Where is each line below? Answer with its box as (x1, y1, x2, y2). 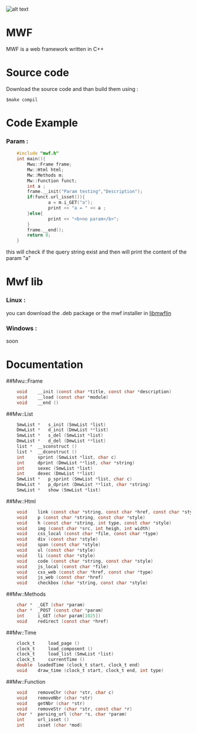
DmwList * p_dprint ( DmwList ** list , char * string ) (16, 482, 151, 488)
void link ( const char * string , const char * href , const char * (16, 509, 185, 515)
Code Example (6, 116, 78, 130)
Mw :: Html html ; (27, 167, 64, 173)
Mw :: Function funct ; (27, 178, 77, 184)
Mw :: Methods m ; (27, 172, 64, 178)
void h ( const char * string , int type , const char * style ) (16, 520, 172, 526)
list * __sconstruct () (16, 444, 77, 450)
